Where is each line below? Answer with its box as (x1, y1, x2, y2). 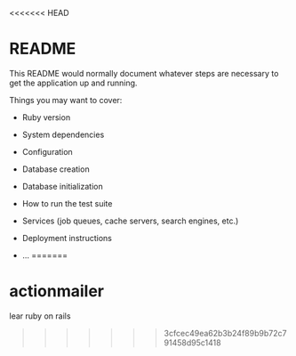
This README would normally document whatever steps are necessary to (9, 68, 279, 78)
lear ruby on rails (9, 311, 71, 321)
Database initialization (21, 181, 104, 191)
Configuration (21, 146, 73, 157)
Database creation (21, 164, 91, 174)
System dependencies (21, 129, 105, 140)
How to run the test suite (21, 198, 113, 208)
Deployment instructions (21, 232, 113, 243)
